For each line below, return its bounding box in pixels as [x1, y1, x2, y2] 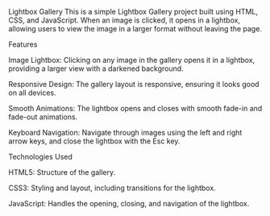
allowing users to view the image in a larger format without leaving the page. [8, 24, 262, 33]
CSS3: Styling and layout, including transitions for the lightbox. [8, 183, 216, 193]
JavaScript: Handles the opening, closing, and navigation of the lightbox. [8, 199, 250, 208]
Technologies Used [8, 152, 73, 161]
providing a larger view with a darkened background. [8, 64, 184, 73]
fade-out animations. [8, 112, 78, 122]
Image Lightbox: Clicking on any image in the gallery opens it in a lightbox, [8, 56, 255, 64]
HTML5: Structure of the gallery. [8, 168, 116, 177]
